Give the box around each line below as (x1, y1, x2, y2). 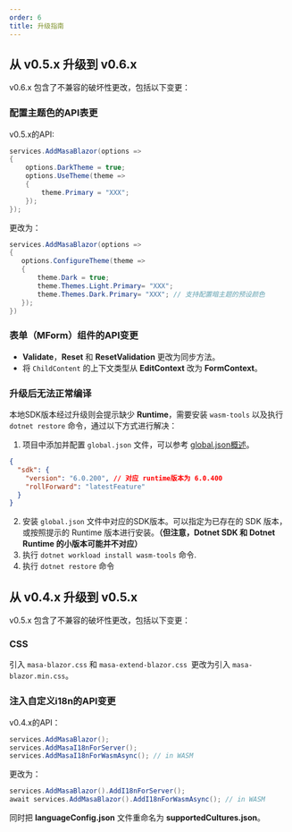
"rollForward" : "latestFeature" (25, 482, 146, 491)
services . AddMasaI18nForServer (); (9, 743, 138, 752)
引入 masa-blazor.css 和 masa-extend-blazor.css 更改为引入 (9, 659, 230, 670)
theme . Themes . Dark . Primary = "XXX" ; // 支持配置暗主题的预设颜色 (37, 290, 265, 299)
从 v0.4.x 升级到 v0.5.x (9, 590, 138, 605)
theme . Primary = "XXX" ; (41, 188, 129, 197)
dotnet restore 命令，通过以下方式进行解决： (9, 420, 178, 431)
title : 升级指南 (9, 21, 64, 30)
